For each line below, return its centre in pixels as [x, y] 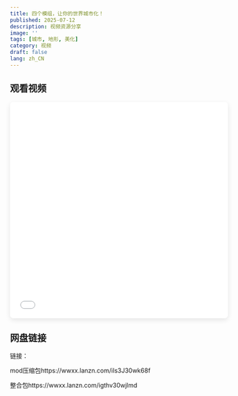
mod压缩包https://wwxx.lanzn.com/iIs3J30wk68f [80, 370]
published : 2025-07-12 [43, 20]
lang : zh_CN [27, 59]
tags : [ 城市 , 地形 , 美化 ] [44, 39]
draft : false [29, 53]
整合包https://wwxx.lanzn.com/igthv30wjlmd [74, 386]
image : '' [24, 33]
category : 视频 [31, 46]
